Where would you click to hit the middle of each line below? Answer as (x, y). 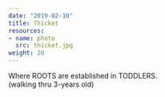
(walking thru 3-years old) (51, 84)
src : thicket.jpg (44, 46)
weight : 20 (26, 53)
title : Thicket (34, 23)
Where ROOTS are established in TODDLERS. (83, 76)
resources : (26, 30)
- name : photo (32, 38)
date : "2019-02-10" (41, 16)
